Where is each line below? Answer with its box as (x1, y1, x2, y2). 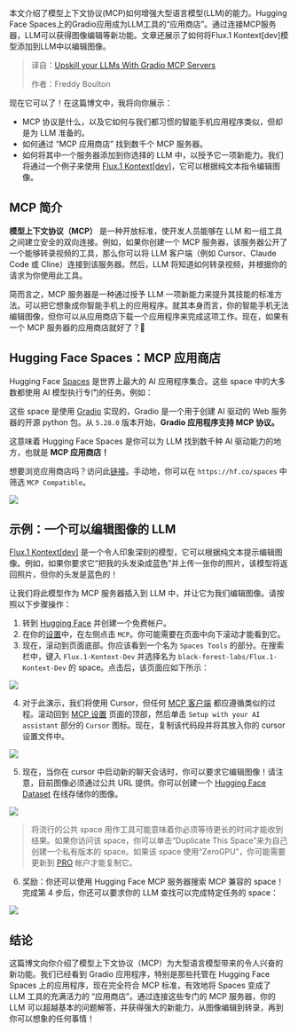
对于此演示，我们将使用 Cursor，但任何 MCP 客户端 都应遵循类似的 (21, 697, 269, 708)
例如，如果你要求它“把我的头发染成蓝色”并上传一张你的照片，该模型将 (24, 558, 281, 569)
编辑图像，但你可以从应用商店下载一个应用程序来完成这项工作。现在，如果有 (9, 311, 289, 321)
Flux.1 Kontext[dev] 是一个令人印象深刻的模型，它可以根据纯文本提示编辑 (9, 547, 275, 557)
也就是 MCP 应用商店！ (24, 446, 109, 457)
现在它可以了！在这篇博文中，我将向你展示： (9, 98, 173, 108)
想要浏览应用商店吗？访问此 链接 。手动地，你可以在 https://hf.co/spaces (9, 465, 278, 477)
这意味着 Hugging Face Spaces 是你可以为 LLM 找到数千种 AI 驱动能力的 (9, 436, 274, 446)
